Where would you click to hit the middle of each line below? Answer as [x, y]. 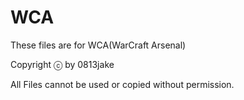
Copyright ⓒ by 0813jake [62, 64]
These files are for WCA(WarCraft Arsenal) [98, 45]
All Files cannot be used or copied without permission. [122, 84]
